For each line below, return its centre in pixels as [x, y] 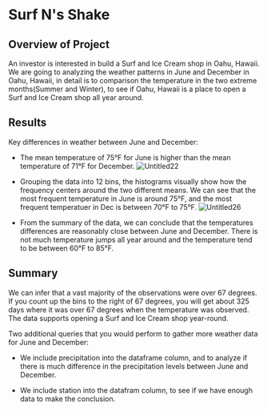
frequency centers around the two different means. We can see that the [138, 190]
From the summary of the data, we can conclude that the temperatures [136, 223]
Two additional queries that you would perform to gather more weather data [133, 333]
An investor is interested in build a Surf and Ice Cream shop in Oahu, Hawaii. [134, 63]
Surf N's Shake [59, 15]
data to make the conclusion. [68, 399]
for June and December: [49, 342]
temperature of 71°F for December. [77, 166]
